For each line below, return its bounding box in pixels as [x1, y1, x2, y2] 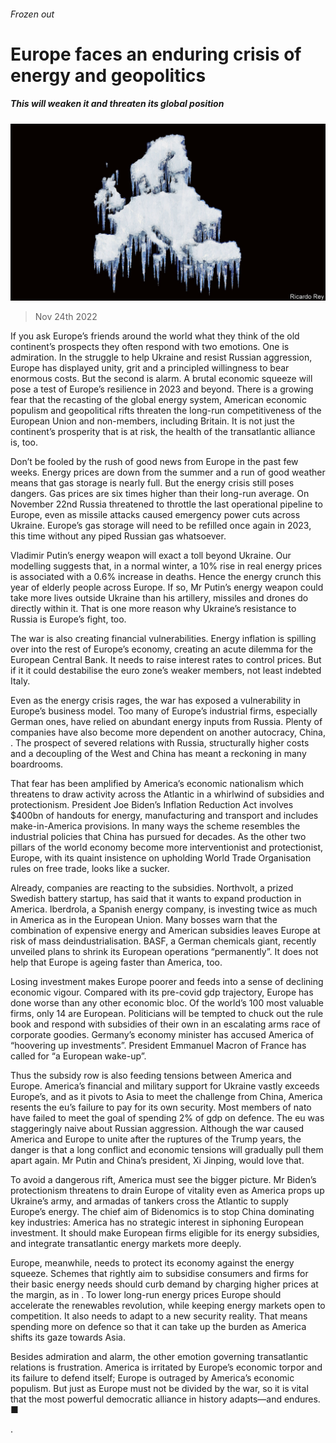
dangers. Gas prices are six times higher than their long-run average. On [10, 488, 310, 500]
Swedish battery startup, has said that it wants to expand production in [10, 893, 302, 905]
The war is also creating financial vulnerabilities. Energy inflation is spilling [10, 633, 317, 645]
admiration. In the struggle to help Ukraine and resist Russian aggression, [10, 351, 313, 364]
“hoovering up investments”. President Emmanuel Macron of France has [10, 1040, 307, 1052]
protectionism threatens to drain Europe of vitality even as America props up [10, 1185, 325, 1197]
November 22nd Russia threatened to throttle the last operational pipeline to [10, 498, 323, 510]
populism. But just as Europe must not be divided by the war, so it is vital [10, 1383, 309, 1395]
